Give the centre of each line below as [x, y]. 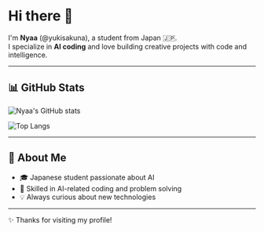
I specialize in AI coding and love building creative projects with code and [128, 46]
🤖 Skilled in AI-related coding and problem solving [101, 188]
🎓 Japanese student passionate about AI [87, 177]
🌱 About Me [37, 158]
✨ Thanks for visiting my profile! [60, 219]
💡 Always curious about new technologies [88, 197]
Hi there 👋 [40, 16]
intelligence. [28, 55]
